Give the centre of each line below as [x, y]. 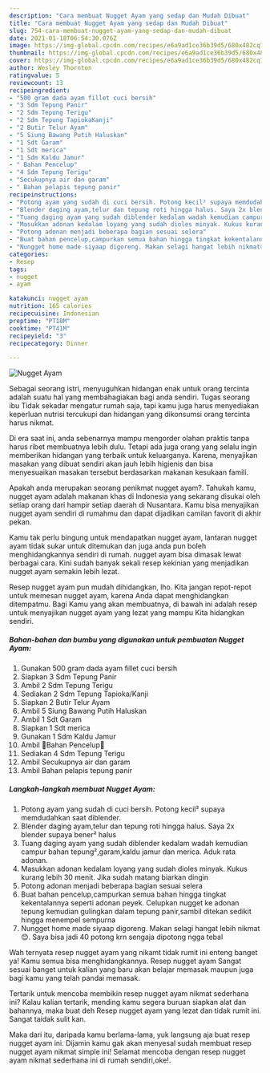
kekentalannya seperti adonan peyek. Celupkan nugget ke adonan [130, 903]
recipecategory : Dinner [49, 343]
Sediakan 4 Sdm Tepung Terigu [73, 754]
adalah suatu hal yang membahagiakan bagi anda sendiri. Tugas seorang [130, 397]
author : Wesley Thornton [50, 68]
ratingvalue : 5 [34, 75]
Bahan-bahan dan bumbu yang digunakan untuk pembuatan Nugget [127, 639]
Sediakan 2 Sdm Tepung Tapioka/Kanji [85, 694]
